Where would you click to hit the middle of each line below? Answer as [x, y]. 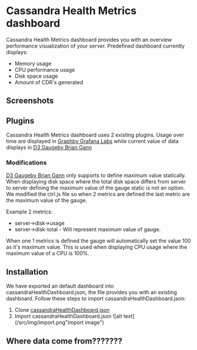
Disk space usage [36, 76]
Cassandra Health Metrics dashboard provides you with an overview [89, 39]
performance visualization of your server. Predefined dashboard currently [96, 46]
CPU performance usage [45, 69]
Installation [27, 272]
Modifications [26, 163]
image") [95, 322]
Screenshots [30, 101]
